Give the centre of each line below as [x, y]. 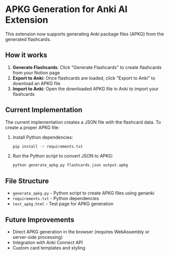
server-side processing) [38, 237]
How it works [26, 55]
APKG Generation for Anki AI [66, 9]
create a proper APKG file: [32, 127]
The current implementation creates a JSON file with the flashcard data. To [83, 122]
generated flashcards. [28, 39]
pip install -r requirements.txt [48, 146]
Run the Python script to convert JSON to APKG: [63, 156]
